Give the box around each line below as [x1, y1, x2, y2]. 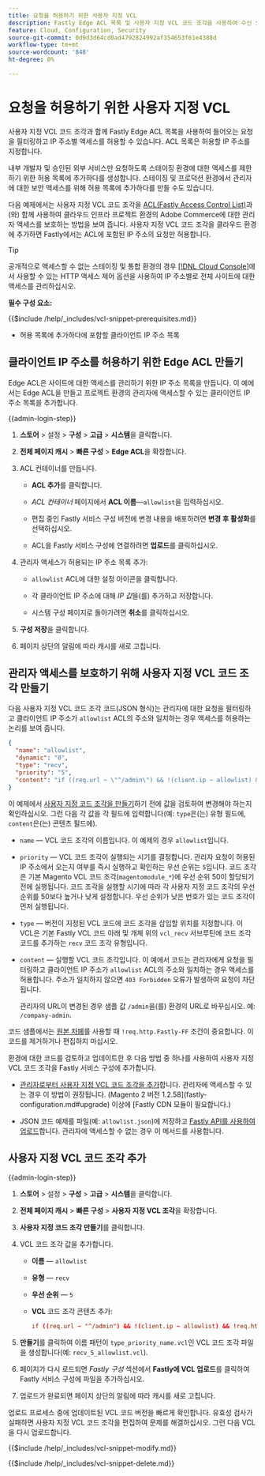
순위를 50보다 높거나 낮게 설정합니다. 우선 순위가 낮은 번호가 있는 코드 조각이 [19, 891, 256, 901]
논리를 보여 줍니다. [8, 724, 65, 733]
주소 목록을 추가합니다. [8, 397, 78, 407]
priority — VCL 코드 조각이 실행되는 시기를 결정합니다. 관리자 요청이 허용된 [19, 852, 256, 861]
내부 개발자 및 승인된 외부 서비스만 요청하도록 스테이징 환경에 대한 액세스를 [8, 163, 238, 172]
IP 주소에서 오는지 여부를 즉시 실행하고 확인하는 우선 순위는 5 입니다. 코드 [19, 862, 242, 872]
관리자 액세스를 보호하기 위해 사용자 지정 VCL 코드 [8, 667, 237, 680]
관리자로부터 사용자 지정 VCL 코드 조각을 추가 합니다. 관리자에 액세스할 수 [19, 1079, 244, 1089]
